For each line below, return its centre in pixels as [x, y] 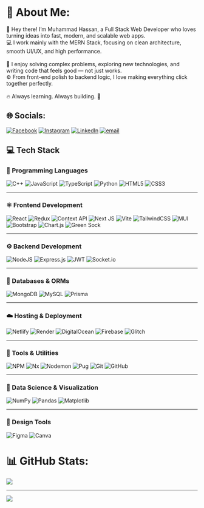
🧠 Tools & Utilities [32, 353]
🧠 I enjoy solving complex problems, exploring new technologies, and [93, 64]
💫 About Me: [38, 12]
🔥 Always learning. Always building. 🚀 [54, 96]
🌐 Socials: [26, 116]
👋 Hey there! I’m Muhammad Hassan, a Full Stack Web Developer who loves [101, 29]
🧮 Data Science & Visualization [53, 387]
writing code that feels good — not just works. [64, 70]
